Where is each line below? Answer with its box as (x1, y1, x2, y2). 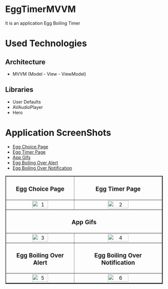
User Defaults (12, 99, 41, 105)
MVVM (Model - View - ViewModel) (12, 71, 86, 77)
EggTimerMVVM (5, 4, 76, 15)
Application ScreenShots (5, 127, 111, 138)
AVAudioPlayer (12, 104, 43, 110)
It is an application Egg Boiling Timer (5, 20, 80, 26)
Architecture (5, 58, 46, 66)
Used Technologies (5, 38, 87, 49)
